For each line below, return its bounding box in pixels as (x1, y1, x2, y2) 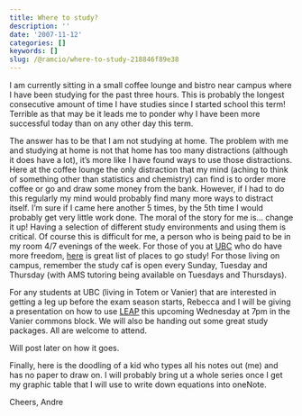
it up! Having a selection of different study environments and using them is (9, 222, 287, 232)
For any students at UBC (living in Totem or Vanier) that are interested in (9, 287, 277, 297)
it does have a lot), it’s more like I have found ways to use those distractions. (9, 155, 293, 165)
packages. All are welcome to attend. (9, 325, 147, 336)
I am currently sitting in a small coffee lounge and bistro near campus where (9, 80, 292, 90)
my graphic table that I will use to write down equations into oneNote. (9, 379, 268, 390)
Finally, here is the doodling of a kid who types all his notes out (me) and (9, 360, 279, 370)
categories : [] (9, 38, 67, 48)
